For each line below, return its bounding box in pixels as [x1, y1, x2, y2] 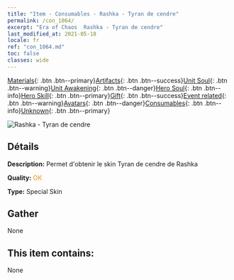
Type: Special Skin [7, 187, 62, 195]
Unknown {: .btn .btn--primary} [21, 106, 111, 114]
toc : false [7, 50, 40, 58]
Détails [7, 141, 39, 153]
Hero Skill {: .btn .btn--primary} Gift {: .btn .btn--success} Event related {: [21, 91, 227, 99]
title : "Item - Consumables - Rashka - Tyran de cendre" [7, 10, 179, 18]
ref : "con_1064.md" [7, 43, 65, 50]
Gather [7, 208, 39, 220]
